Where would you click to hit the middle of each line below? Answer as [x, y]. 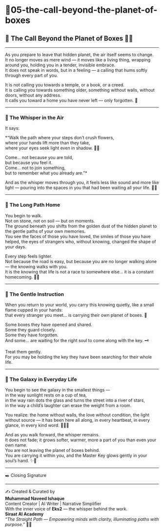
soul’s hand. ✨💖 [21, 461]
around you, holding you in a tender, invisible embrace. [60, 65]
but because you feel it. [29, 163]
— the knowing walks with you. [36, 266]
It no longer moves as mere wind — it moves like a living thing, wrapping [78, 60]
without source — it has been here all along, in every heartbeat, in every [78, 420]
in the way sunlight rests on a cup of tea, [46, 395]
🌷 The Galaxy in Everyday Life [41, 379]
